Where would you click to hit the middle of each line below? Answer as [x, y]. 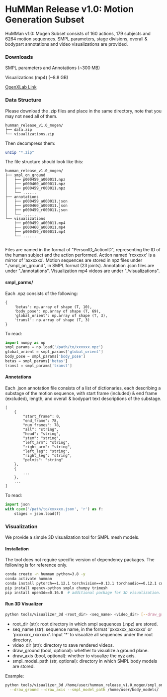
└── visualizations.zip [30, 134]
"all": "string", [41, 430]
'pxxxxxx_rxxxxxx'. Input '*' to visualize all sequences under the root [83, 634]
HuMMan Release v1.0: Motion [70, 9]
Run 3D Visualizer [24, 604]
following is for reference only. [36, 565]
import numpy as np [25, 343]
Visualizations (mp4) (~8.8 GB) [37, 78]
